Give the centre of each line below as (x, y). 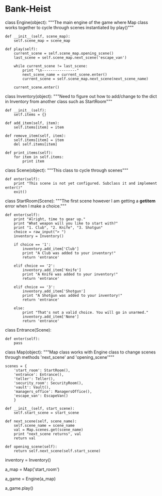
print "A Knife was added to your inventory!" (70, 274)
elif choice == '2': (34, 266)
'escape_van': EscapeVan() (41, 396)
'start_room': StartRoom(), (42, 370)
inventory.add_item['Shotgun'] (54, 291)
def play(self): (21, 49)
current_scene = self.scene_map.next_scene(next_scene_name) (86, 79)
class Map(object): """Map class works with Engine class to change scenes (81, 352)
